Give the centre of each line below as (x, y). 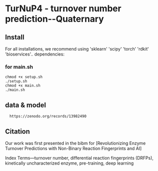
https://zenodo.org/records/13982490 (48, 116)
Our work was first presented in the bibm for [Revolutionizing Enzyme (75, 143)
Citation (18, 131)
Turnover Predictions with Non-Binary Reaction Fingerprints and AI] (73, 148)
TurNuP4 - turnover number (63, 9)
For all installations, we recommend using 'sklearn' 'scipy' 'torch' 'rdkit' (77, 49)
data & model (26, 105)
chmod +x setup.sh (24, 77)
